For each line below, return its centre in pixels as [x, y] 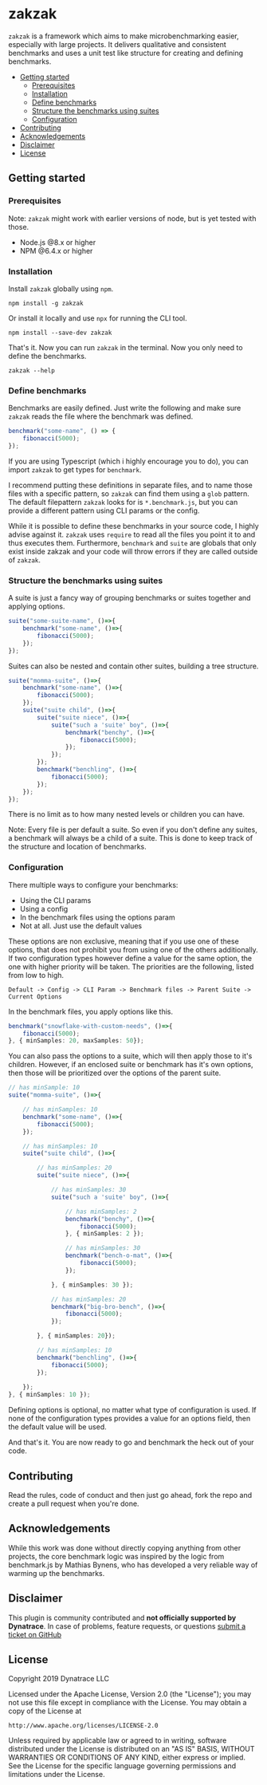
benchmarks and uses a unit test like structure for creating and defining [126, 53]
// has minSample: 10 [44, 1088]
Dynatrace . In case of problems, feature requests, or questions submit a [127, 1626]
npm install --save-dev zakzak [60, 333]
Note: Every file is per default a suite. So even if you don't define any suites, [133, 829]
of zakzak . [25, 560]
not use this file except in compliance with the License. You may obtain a [128, 1703]
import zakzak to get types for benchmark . [75, 469]
